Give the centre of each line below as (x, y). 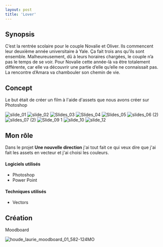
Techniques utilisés (26, 191)
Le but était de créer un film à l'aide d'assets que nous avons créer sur (77, 100)
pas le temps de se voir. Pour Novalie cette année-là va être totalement (78, 62)
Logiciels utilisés (23, 164)
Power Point (25, 180)
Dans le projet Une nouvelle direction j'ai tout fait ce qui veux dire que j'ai (81, 147)
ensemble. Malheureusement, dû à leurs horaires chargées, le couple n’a (79, 57)
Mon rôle (19, 136)
